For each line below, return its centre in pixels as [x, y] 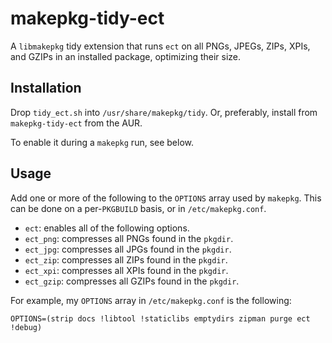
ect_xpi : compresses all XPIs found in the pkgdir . [126, 270]
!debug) [26, 327]
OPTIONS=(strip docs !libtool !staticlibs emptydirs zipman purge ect [160, 318]
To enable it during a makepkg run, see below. [102, 142]
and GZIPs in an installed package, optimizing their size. [126, 56]
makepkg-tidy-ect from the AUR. [76, 123]
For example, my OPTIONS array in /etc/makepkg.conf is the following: [151, 300]
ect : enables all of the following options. [107, 228]
